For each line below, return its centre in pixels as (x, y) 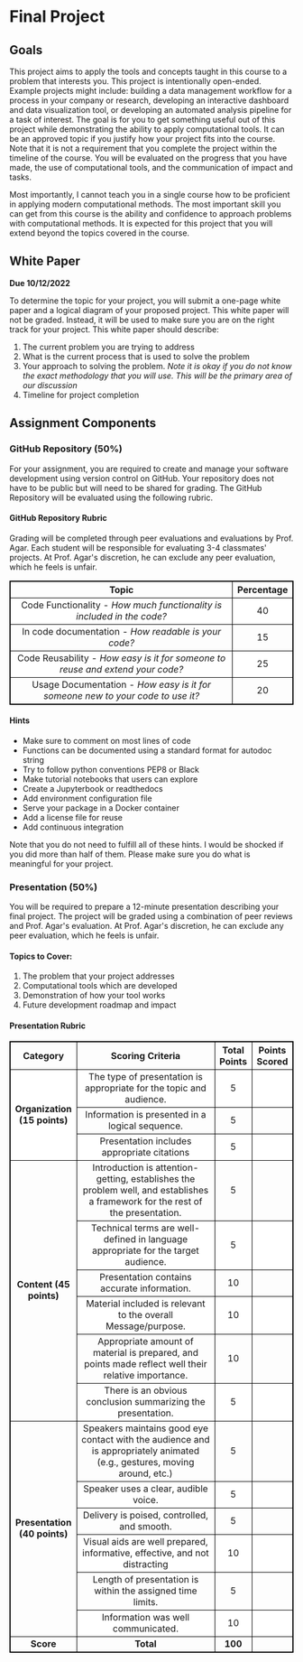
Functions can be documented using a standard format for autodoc (147, 750)
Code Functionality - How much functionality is (122, 605)
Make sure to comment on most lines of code (106, 740)
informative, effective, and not (146, 1553)
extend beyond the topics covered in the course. (100, 233)
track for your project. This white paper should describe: (114, 329)
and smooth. (146, 1526)
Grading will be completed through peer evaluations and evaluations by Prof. (151, 538)
